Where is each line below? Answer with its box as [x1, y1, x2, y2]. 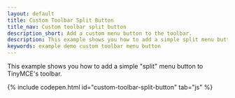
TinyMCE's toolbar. [7, 69, 62, 78]
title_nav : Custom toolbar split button [7, 23, 127, 30]
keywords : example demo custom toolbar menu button [7, 43, 161, 50]
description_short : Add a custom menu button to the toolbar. [7, 29, 192, 37]
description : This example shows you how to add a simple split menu [7, 36, 215, 43]
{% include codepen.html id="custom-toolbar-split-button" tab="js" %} [7, 83, 213, 91]
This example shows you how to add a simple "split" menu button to [7, 62, 204, 70]
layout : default [7, 10, 55, 17]
